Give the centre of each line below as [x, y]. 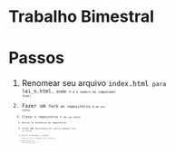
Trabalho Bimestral [82, 17]
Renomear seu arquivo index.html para [94, 83]
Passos [37, 58]
